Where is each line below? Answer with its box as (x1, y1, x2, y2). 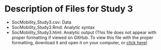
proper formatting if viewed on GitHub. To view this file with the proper (11, 35, 154, 40)
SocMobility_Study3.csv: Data (11, 19, 72, 25)
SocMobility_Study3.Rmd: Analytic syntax (11, 24, 95, 30)
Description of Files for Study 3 (4, 3, 133, 14)
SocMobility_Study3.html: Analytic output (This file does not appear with (11, 29, 157, 35)
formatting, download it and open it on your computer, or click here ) (11, 39, 148, 45)
